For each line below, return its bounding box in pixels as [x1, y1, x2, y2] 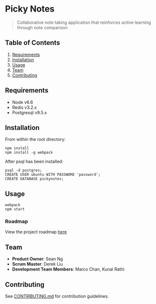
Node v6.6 [12, 99, 33, 105]
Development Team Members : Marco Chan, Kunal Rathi [12, 266, 125, 272]
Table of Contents [5, 39, 61, 47]
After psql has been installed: [5, 159, 63, 165]
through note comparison [16, 24, 68, 30]
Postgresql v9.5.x [12, 109, 47, 115]
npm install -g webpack [5, 150, 53, 155]
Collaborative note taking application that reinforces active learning [16, 19, 151, 25]
